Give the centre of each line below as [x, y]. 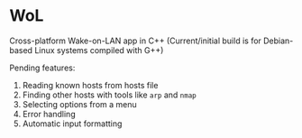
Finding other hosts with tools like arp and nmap [109, 95]
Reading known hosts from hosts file [90, 85]
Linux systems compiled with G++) [99, 50]
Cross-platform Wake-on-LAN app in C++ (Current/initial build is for [135, 41]
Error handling [49, 114]
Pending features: [42, 68]
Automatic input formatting [72, 124]
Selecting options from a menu [79, 104]
